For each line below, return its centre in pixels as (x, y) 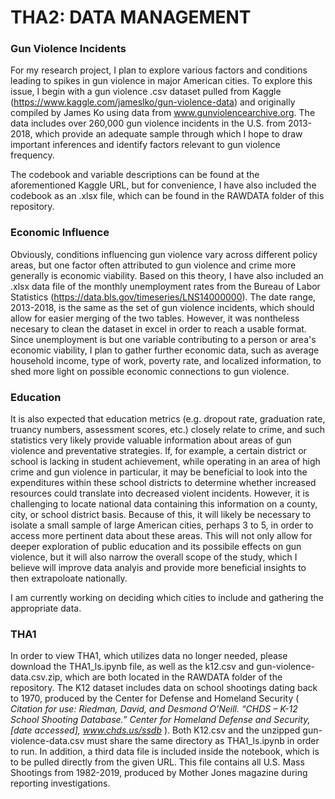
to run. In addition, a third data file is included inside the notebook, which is (165, 752)
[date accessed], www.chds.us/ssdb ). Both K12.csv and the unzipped (155, 730)
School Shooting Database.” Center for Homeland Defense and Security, (160, 720)
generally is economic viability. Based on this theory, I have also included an (167, 275)
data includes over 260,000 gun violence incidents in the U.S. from (148, 123)
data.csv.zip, (36, 677)
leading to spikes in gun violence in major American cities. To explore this (161, 81)
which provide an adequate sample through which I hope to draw (168, 134)
